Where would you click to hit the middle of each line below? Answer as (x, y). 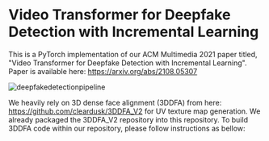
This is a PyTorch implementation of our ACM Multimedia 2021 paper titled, (133, 54)
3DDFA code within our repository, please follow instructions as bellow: (127, 128)
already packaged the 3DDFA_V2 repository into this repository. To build (128, 119)
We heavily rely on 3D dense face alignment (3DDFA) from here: (115, 102)
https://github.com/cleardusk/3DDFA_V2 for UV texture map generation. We (134, 111)
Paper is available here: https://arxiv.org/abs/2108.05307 (103, 71)
